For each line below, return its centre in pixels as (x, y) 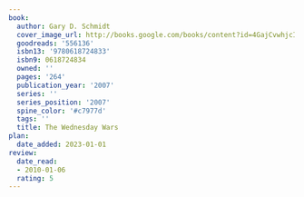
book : (19, 18)
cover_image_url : (49, 34)
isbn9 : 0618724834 (52, 60)
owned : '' (35, 69)
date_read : (37, 161)
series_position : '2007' (64, 102)
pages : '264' (41, 77)
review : (23, 153)
